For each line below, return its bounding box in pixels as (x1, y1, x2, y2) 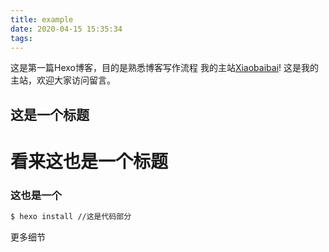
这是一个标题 (10, 106, 90, 123)
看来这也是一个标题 (10, 150, 169, 173)
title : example (10, 14, 74, 25)
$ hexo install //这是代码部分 (10, 212, 132, 222)
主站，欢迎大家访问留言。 (10, 74, 116, 86)
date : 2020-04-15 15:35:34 (10, 24, 123, 34)
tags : (10, 33, 33, 43)
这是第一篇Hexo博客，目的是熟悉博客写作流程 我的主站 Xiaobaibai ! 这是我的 (10, 62, 320, 74)
